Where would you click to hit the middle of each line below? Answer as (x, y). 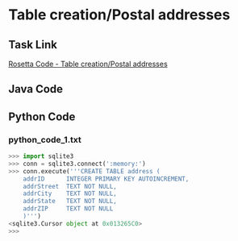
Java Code (35, 89)
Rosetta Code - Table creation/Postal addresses (88, 64)
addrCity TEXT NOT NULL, (70, 194)
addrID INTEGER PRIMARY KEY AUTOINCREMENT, (106, 179)
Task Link (33, 45)
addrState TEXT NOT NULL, (70, 202)
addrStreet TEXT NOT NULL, (70, 186)
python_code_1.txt (45, 139)
